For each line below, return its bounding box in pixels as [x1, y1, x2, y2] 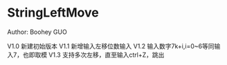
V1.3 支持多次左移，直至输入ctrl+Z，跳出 [48, 50, 165, 59]
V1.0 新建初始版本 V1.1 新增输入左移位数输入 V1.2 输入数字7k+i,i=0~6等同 [7, 41, 215, 50]
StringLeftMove [7, 5, 99, 21]
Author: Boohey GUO [7, 28, 67, 36]
